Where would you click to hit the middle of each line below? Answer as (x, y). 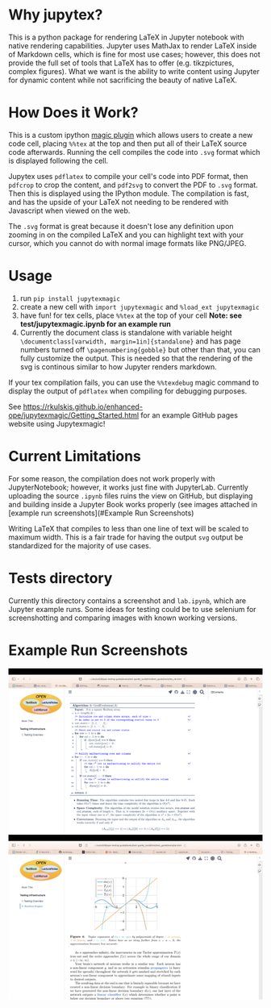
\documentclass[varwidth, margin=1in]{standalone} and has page (130, 341)
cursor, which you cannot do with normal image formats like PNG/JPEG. (127, 243)
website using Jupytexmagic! (57, 423)
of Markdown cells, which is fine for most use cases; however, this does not (134, 54)
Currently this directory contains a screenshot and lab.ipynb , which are (127, 600)
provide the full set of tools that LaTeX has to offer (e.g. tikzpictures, (121, 63)
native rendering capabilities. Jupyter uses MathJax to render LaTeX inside (133, 45)
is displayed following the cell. (58, 160)
